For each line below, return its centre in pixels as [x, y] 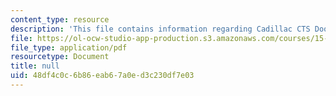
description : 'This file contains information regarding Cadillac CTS [160, 29]
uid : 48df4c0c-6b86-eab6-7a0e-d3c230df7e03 [102, 76]
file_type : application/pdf [69, 47]
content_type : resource [60, 19]
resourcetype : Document [60, 57]
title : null [35, 66]
